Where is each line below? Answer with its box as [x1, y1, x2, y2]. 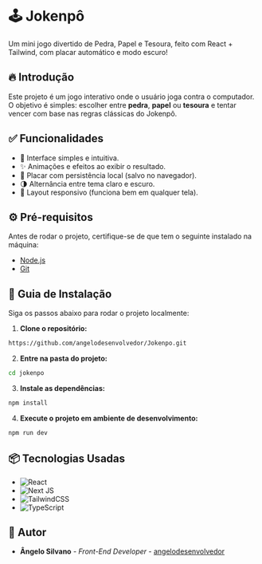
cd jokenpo [8, 369, 45, 377]
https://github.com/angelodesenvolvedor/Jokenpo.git [8, 339, 187, 348]
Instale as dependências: [19, 383, 105, 392]
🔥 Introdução [8, 70, 74, 85]
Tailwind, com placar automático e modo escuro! [8, 47, 169, 57]
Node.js [19, 255, 46, 265]
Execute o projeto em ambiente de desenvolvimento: [19, 413, 198, 423]
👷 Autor [8, 525, 47, 539]
